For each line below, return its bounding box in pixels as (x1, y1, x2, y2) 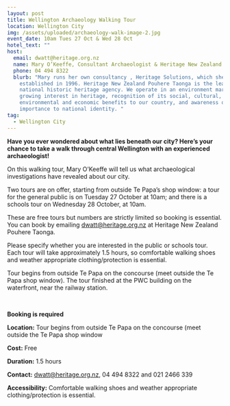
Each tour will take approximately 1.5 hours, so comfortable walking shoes (7, 248, 216, 257)
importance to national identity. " (19, 105, 125, 112)
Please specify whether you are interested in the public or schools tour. (7, 241, 208, 249)
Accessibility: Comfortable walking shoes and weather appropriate (7, 383, 197, 392)
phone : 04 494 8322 (13, 67, 69, 74)
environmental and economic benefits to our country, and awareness (19, 99, 219, 106)
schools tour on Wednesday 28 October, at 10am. (7, 200, 146, 208)
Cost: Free (7, 344, 38, 352)
